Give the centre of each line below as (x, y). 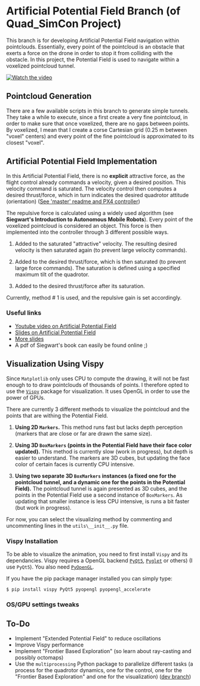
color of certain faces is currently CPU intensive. (75, 464)
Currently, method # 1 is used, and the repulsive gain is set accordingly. (94, 297)
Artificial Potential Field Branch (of (93, 11)
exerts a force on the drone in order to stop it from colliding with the (90, 53)
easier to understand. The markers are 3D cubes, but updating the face (102, 458)
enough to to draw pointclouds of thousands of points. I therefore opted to (98, 385)
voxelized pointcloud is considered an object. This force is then (84, 225)
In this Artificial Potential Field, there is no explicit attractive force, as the (96, 176)
